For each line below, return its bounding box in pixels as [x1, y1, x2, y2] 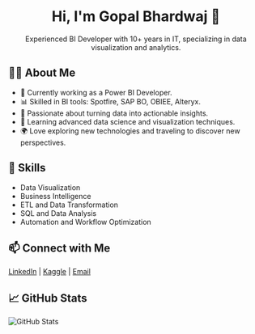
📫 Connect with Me [8, 241, 111, 255]
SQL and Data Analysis [19, 208, 97, 218]
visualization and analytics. [91, 42, 181, 52]
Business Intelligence [19, 191, 91, 201]
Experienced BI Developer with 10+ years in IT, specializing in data [25, 34, 247, 44]
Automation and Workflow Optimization [19, 217, 151, 226]
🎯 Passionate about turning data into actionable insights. [19, 108, 209, 118]
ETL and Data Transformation [19, 200, 119, 209]
